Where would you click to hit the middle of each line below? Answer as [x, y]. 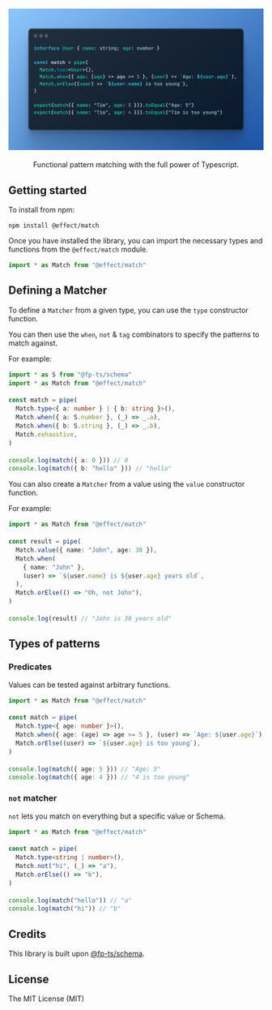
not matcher [33, 798]
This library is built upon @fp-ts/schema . [76, 954]
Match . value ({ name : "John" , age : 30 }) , [87, 550]
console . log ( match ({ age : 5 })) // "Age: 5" [85, 769]
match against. [33, 343]
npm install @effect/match [54, 226]
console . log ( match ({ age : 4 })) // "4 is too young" [99, 778]
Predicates [30, 667]
